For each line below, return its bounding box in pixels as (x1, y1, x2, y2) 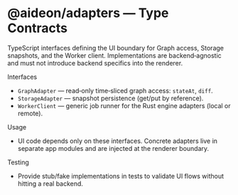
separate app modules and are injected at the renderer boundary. (17, 144, 210, 152)
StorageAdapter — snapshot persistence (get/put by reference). (17, 94, 204, 102)
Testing (7, 158, 30, 167)
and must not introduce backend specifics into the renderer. (7, 58, 183, 67)
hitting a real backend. (17, 179, 84, 188)
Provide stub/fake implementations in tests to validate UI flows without (17, 172, 225, 180)
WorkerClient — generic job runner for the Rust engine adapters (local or (17, 101, 231, 110)
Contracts (7, 20, 68, 36)
